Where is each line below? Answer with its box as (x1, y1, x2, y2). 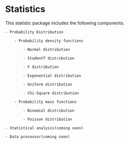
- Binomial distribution (23, 108, 75, 113)
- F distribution (23, 64, 59, 69)
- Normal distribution (23, 47, 70, 52)
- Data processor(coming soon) (5, 134, 70, 139)
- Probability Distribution (5, 29, 64, 34)
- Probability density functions (14, 38, 84, 43)
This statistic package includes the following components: (5, 20, 125, 26)
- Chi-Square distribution (23, 91, 79, 96)
